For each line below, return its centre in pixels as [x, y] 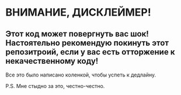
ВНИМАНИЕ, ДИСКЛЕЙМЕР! [78, 12]
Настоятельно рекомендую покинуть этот [87, 43]
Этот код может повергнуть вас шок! [77, 34]
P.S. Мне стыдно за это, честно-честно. [55, 86]
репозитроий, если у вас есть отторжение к [90, 52]
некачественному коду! [52, 61]
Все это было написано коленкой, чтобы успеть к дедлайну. [81, 75]
